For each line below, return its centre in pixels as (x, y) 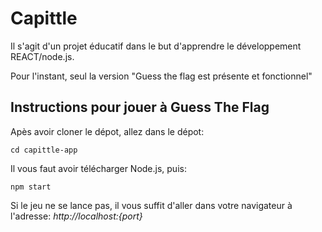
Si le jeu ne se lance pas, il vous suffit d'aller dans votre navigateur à (151, 205)
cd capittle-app (44, 150)
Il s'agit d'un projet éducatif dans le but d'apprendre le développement (156, 46)
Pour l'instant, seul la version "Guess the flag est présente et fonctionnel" (161, 76)
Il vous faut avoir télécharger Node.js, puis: (98, 168)
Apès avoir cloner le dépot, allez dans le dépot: (107, 131)
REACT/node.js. (42, 56)
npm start (31, 187)
